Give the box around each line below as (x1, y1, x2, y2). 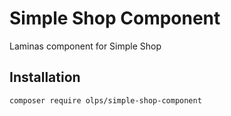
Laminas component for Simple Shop (9, 40, 162, 52)
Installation (9, 69, 81, 86)
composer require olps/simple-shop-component (9, 95, 202, 106)
